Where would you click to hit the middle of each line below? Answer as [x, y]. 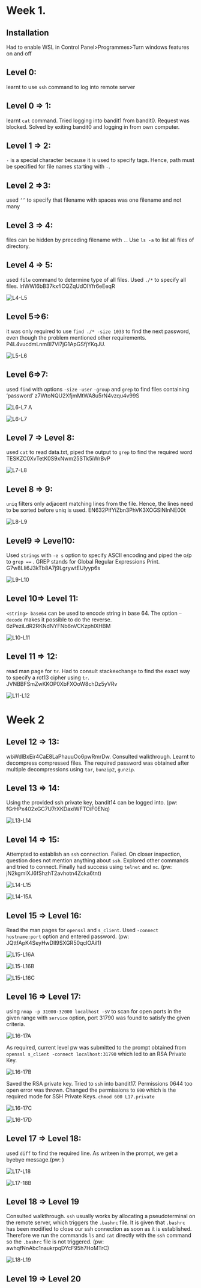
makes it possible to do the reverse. [68, 619]
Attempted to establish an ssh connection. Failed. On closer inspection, [94, 854]
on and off [19, 54]
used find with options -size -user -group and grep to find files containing [98, 389]
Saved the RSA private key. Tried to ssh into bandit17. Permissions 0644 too [100, 1083]
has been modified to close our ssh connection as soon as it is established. [99, 1229]
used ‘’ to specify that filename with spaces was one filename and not [94, 200]
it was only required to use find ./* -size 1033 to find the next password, [98, 331]
